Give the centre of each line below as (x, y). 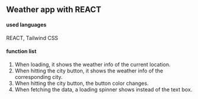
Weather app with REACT (54, 10)
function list (21, 51)
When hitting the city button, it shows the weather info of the (89, 71)
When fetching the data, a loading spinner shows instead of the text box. (103, 89)
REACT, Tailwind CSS (32, 38)
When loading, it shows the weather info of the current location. (92, 64)
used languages (26, 24)
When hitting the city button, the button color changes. (82, 83)
